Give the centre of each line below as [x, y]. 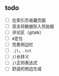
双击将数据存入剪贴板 [33, 26]
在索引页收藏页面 [29, 20]
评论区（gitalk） [28, 32]
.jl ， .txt [22, 51]
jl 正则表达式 [25, 63]
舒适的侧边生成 [27, 69]
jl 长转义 [21, 57]
